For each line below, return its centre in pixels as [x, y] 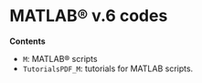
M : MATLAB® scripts [60, 58]
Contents [27, 41]
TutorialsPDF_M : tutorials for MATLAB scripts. [108, 68]
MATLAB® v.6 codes [89, 16]
